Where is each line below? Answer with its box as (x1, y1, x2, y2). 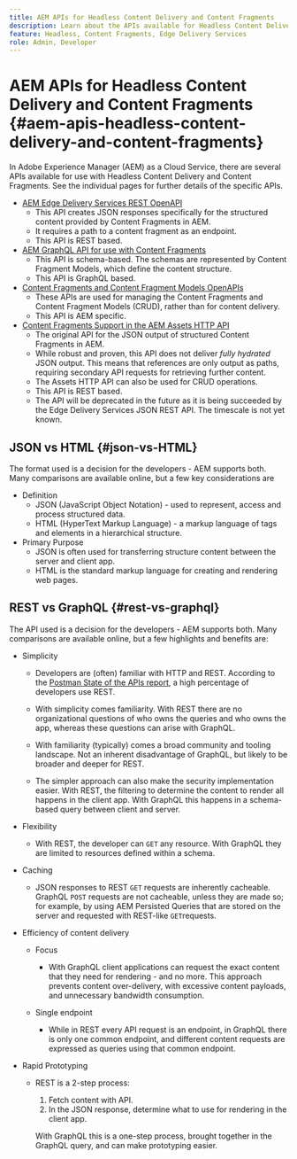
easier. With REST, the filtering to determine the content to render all (34, 785, 285, 796)
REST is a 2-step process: (34, 1077, 130, 1088)
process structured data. (34, 509, 126, 519)
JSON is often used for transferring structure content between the (34, 547, 277, 556)
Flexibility (21, 821, 57, 831)
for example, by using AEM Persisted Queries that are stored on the (34, 900, 281, 911)
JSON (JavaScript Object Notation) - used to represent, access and (34, 500, 281, 509)
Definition (21, 490, 57, 501)
